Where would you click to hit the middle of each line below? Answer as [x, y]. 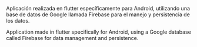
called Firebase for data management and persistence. [72, 38]
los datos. [18, 21]
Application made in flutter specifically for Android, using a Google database [98, 32]
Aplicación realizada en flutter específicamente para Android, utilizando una [98, 8]
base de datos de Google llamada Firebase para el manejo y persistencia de [98, 15]
